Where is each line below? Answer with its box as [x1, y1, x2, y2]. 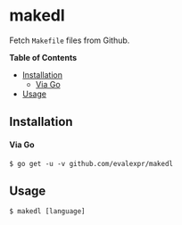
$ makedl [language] [9, 207, 87, 216]
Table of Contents [9, 52, 78, 62]
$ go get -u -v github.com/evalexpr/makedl [9, 159, 174, 168]
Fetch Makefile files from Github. [9, 35, 130, 46]
